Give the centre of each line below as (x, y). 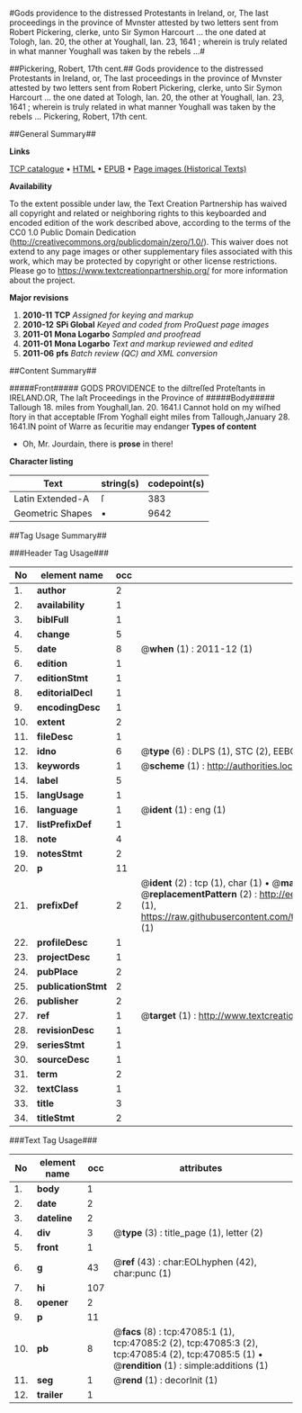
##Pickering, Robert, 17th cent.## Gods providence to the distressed (136, 68)
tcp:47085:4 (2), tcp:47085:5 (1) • (188, 1354)
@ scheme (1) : (173, 766)
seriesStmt (61, 1045)
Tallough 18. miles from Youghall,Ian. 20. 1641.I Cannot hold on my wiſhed (145, 407)
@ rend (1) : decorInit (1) (166, 1380)
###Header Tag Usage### (59, 553)
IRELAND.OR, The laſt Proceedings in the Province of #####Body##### (142, 398)
